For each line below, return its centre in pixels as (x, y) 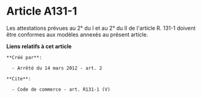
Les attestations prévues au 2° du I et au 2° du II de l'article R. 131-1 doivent (101, 28)
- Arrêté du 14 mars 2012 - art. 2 (57, 68)
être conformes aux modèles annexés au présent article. (77, 34)
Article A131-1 (42, 11)
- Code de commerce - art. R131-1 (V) (61, 89)
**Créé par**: (24, 57)
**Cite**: (19, 79)
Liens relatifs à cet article (39, 46)
